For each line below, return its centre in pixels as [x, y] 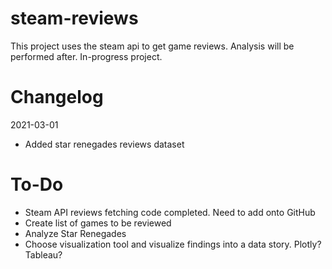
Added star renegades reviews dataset [104, 144]
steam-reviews [74, 18]
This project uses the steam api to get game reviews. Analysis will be [152, 46]
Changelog [57, 97]
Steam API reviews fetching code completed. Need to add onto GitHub [170, 212]
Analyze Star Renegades [75, 233]
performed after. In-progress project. [86, 56]
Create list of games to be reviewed [98, 223]
